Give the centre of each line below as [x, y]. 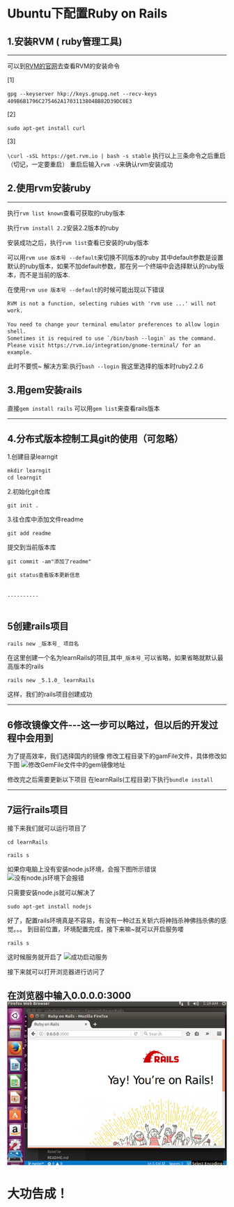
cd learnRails [28, 842]
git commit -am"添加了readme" [49, 562]
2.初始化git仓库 [29, 491]
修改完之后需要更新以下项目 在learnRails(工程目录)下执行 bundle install [110, 780]
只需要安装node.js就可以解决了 [52, 892]
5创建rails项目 [38, 626]
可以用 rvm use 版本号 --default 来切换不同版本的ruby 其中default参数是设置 [116, 257]
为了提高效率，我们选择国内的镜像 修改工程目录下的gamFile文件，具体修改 [114, 756]
